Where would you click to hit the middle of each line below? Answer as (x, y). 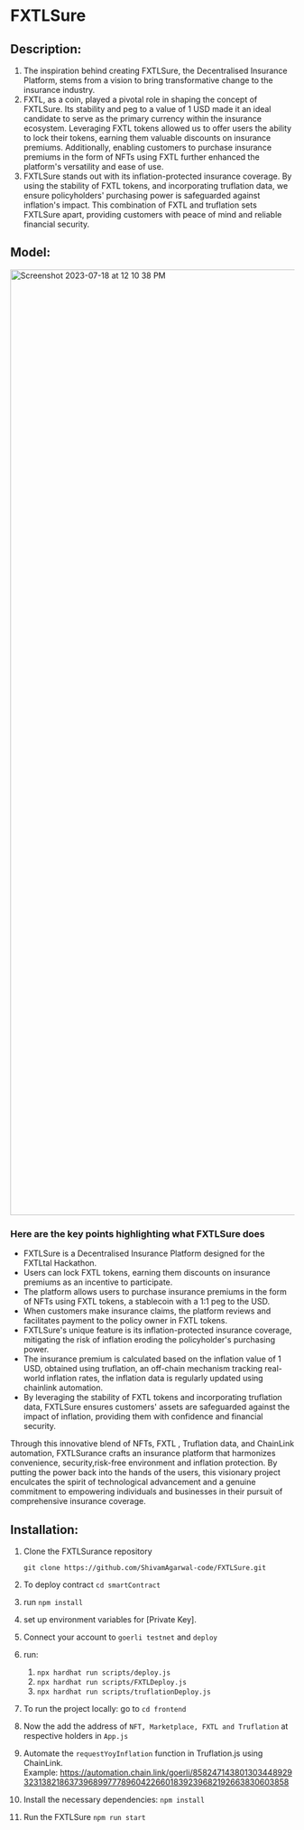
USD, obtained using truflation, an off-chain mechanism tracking (143, 1369)
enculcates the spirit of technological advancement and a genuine (133, 1482)
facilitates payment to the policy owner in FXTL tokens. (125, 1321)
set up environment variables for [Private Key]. (110, 1619)
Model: (30, 252)
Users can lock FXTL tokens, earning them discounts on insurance (147, 1273)
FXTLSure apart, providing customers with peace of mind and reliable (152, 214)
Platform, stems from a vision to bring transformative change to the (148, 80)
